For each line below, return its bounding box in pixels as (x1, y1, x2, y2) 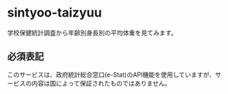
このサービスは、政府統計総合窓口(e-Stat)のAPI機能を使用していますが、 (7, 70, 215, 79)
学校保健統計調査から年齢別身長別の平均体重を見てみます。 (7, 28, 177, 37)
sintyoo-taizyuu (7, 5, 102, 21)
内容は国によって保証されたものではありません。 (31, 79, 172, 87)
